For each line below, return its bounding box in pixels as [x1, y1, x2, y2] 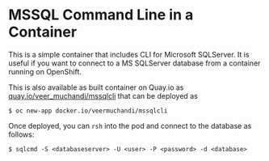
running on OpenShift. [8, 66, 82, 76]
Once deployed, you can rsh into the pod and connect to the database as [8, 121, 252, 130]
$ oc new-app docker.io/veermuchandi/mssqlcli [8, 107, 168, 115]
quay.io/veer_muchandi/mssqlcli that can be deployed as [8, 91, 198, 100]
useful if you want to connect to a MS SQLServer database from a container [8, 58, 261, 68]
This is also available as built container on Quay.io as [8, 83, 184, 92]
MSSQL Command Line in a [8, 6, 194, 24]
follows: [8, 129, 35, 139]
